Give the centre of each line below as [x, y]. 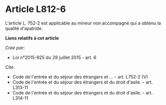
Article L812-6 [36, 9]
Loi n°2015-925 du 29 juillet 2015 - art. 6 [54, 57]
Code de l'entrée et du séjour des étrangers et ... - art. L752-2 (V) [80, 76]
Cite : [10, 67]
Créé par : [15, 47]
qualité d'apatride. [24, 28]
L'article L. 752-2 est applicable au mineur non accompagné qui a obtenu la [83, 23]
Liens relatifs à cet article [32, 38]
